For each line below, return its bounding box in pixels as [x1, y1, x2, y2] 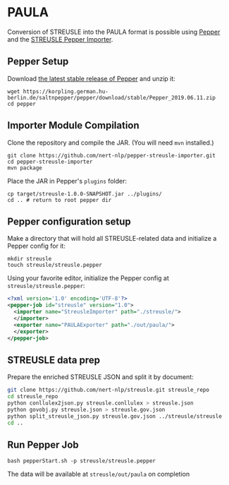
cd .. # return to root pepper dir [7, 196, 112, 203]
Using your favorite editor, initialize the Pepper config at [7, 274, 169, 282]
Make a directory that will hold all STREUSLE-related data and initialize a [7, 234, 217, 243]
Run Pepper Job [7, 438, 79, 450]
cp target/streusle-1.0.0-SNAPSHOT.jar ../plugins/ [7, 190, 162, 198]
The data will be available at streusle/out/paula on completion [7, 470, 190, 479]
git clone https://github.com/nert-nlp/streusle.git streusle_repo [7, 386, 210, 394]
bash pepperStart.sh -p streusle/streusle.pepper [7, 457, 156, 465]
